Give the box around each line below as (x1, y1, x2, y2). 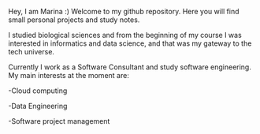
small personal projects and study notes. (8, 15, 140, 24)
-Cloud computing (8, 86, 68, 95)
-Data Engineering (8, 102, 68, 110)
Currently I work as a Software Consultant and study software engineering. (8, 62, 252, 72)
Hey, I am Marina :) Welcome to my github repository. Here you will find (8, 7, 240, 16)
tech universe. (8, 47, 55, 56)
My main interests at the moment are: (8, 71, 130, 80)
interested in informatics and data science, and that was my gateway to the (8, 39, 252, 48)
